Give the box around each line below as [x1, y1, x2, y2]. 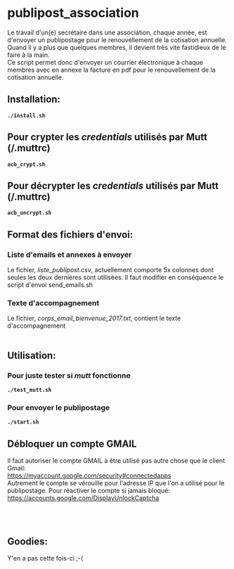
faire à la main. [7, 51, 51, 59]
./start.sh [7, 418, 39, 426]
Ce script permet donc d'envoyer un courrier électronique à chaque [7, 58, 204, 66]
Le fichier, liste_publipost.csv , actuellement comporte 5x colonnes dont [7, 266, 214, 274]
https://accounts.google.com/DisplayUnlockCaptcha [7, 494, 160, 502]
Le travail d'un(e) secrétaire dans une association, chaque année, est [7, 28, 207, 37]
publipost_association [7, 5, 139, 21]
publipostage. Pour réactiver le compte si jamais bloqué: [7, 487, 171, 495]
